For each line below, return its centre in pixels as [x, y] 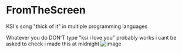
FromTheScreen [46, 10]
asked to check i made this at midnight [53, 44]
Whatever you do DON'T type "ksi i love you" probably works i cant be [91, 37]
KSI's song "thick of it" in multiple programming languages [77, 26]
